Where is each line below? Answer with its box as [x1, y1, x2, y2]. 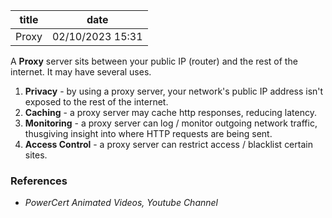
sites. [24, 149, 48, 161]
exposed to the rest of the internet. [24, 96, 169, 108]
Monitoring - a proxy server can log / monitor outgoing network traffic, [24, 117, 318, 129]
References [10, 174, 68, 188]
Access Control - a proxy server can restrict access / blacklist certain [24, 139, 313, 150]
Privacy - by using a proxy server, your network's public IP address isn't [24, 85, 324, 97]
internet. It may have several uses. [10, 66, 152, 78]
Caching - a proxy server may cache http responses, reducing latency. [24, 107, 318, 118]
